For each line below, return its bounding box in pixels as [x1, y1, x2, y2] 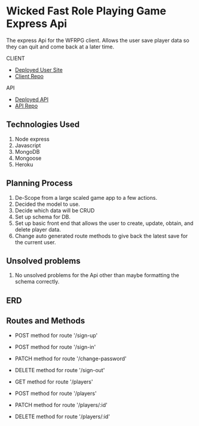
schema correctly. [14, 278, 60, 285]
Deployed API [14, 96, 49, 103]
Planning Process [6, 178, 73, 188]
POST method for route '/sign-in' [14, 343, 96, 351]
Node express [14, 135, 50, 142]
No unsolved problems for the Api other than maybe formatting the [14, 272, 179, 279]
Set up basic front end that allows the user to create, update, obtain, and [14, 220, 194, 227]
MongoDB [14, 148, 40, 155]
